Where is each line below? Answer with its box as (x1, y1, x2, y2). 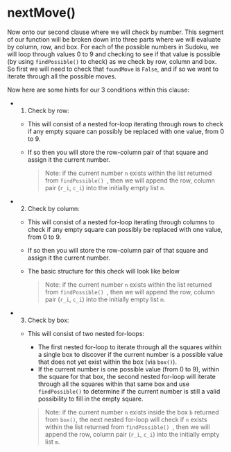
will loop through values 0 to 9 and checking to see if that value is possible (7, 50, 221, 58)
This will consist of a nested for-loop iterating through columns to (27, 217, 215, 226)
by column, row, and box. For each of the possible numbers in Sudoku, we (7, 42, 219, 51)
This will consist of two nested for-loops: (27, 329, 144, 337)
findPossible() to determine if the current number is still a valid (37, 387, 221, 395)
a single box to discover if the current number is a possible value (37, 350, 223, 358)
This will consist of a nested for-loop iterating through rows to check (27, 119, 223, 128)
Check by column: (27, 204, 80, 212)
